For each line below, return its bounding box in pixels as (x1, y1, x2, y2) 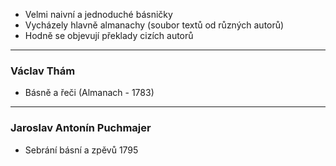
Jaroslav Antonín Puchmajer (10, 121, 152, 135)
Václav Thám (10, 64, 76, 78)
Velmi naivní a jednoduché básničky (24, 9, 173, 20)
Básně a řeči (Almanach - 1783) (24, 87, 155, 99)
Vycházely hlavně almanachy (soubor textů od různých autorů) (24, 19, 285, 31)
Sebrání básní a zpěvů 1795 (24, 144, 139, 156)
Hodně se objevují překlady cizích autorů (24, 30, 194, 41)
